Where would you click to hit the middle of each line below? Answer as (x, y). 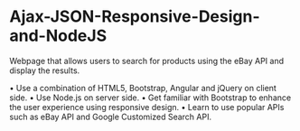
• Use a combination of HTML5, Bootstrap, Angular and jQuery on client (143, 88)
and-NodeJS (58, 36)
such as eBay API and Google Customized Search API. (111, 117)
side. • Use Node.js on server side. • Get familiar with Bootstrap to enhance (150, 98)
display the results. (45, 70)
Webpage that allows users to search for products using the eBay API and (147, 61)
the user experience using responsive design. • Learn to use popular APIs (147, 107)
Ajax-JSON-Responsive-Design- (135, 17)
